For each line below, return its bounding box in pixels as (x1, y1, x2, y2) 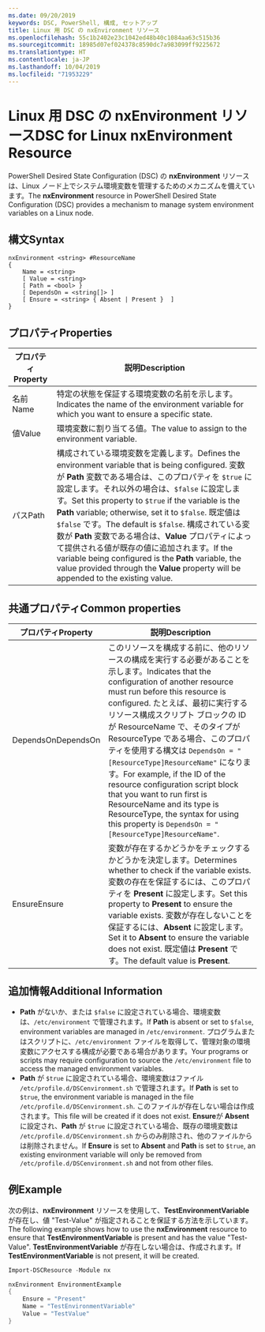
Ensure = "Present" (22, 1295, 87, 1304)
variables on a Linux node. (8, 208, 95, 217)
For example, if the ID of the (123, 769, 226, 779)
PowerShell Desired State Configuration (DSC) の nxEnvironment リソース (8, 171, 250, 180)
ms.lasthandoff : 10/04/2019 (8, 63, 101, 71)
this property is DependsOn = (107, 818, 211, 830)
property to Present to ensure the (107, 898, 233, 909)
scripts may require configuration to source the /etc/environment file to (19, 1055, 252, 1065)
